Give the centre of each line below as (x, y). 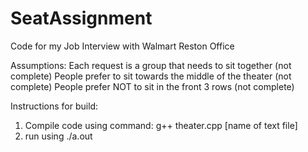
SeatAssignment (81, 18)
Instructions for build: (54, 106)
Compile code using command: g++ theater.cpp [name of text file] (161, 125)
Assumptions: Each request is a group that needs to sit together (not (151, 65)
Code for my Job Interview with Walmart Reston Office (122, 46)
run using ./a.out (58, 136)
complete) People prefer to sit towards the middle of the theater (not (151, 76)
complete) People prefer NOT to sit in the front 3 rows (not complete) (152, 86)
